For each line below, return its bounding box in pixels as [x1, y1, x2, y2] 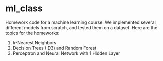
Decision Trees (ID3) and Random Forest [12, 45, 97, 51]
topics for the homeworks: [5, 30, 60, 36]
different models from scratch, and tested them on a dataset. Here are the [5, 24, 158, 30]
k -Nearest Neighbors [12, 39, 57, 45]
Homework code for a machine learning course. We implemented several [5, 19, 156, 25]
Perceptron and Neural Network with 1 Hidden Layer [12, 50, 120, 56]
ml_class [5, 3, 43, 14]
